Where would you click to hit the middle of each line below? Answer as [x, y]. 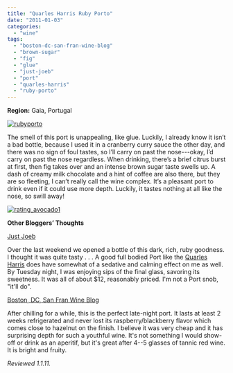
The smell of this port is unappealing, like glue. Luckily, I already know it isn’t [116, 137]
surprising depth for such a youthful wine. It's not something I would [105, 336]
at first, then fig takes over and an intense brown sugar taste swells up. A [112, 167]
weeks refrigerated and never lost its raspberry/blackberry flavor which [109, 321]
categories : [24, 26]
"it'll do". [19, 286]
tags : [15, 39]
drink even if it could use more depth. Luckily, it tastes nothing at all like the [115, 189]
